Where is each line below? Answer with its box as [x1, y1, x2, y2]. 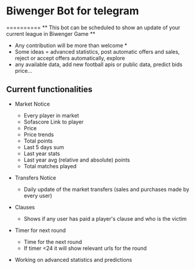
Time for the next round [23, 238, 82, 245]
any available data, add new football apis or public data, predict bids [14, 61, 183, 68]
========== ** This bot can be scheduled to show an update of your [6, 24, 181, 31]
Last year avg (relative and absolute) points [23, 156, 130, 163]
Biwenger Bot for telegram [6, 4, 139, 18]
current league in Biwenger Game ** [6, 30, 95, 37]
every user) [23, 192, 52, 199]
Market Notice [14, 100, 50, 107]
